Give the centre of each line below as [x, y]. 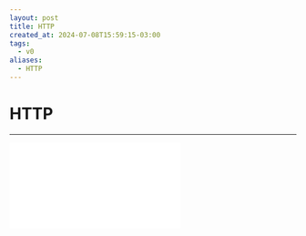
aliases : [26, 60]
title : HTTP [32, 26]
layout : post [34, 18]
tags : [20, 43]
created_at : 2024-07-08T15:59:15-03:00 [85, 35]
